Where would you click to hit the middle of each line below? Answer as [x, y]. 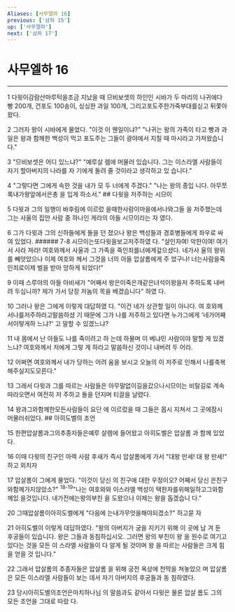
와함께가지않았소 [30, 489]
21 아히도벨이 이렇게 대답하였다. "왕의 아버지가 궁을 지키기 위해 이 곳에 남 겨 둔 [114, 527]
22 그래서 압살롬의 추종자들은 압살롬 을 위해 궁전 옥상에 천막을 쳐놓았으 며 [108, 569]
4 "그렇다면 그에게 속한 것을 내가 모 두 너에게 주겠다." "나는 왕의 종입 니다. [108, 185]
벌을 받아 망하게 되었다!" [70, 268]
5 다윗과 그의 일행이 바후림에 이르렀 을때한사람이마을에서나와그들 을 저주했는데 [115, 209]
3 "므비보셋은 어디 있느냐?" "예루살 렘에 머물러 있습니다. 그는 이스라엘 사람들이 [115, 162]
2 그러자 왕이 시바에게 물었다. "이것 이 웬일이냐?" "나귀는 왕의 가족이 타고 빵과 [114, 129]
